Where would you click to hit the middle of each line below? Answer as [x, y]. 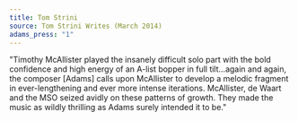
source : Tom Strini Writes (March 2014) [86, 26]
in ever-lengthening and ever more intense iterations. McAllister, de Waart [145, 88]
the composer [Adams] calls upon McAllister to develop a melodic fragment [149, 79]
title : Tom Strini [44, 17]
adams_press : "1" [42, 34]
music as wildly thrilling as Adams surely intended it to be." [118, 108]
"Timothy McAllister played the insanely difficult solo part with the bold [140, 60]
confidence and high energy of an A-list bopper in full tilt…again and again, [148, 69]
